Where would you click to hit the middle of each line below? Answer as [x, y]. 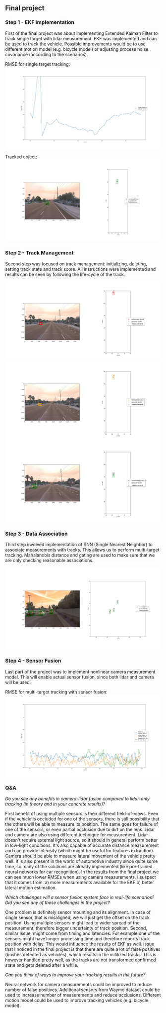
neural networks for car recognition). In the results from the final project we [82, 872]
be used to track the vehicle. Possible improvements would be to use [76, 44]
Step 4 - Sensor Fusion [33, 661]
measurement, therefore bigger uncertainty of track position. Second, [76, 928]
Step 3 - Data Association [36, 534]
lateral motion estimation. [31, 888]
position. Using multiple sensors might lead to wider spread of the [72, 923]
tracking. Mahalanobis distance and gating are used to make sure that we [80, 555]
